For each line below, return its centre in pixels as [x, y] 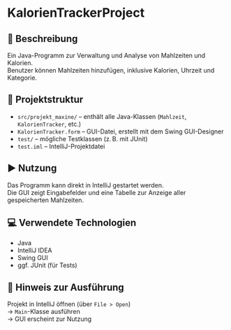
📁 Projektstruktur [45, 100]
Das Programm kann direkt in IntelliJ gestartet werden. [85, 185]
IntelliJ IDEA [35, 250]
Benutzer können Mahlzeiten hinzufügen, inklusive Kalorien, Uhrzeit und [111, 70]
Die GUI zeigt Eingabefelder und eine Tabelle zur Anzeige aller [97, 192]
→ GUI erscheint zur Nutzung [50, 319]
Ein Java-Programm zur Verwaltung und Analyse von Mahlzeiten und [106, 55]
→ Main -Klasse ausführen [44, 312]
